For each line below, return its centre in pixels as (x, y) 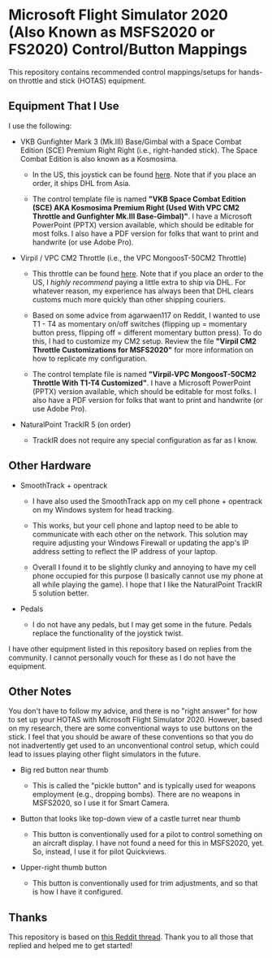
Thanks (28, 917)
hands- (250, 72)
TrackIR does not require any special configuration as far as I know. (145, 440)
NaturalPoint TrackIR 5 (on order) (76, 424)
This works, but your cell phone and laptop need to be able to (135, 525)
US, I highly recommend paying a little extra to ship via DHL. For (139, 282)
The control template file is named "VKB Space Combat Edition (139, 199)
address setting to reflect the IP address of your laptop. (125, 551)
